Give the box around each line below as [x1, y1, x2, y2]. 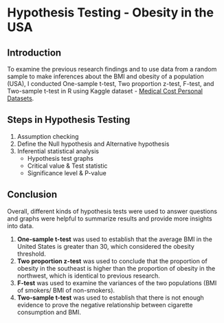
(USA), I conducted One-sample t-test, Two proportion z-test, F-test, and [7, 80, 214, 87]
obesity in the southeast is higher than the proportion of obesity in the [16, 264, 216, 272]
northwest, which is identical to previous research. [16, 271, 160, 280]
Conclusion [7, 189, 58, 201]
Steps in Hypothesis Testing [7, 114, 131, 126]
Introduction [7, 47, 62, 58]
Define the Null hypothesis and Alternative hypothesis [16, 140, 170, 148]
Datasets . [7, 94, 34, 102]
